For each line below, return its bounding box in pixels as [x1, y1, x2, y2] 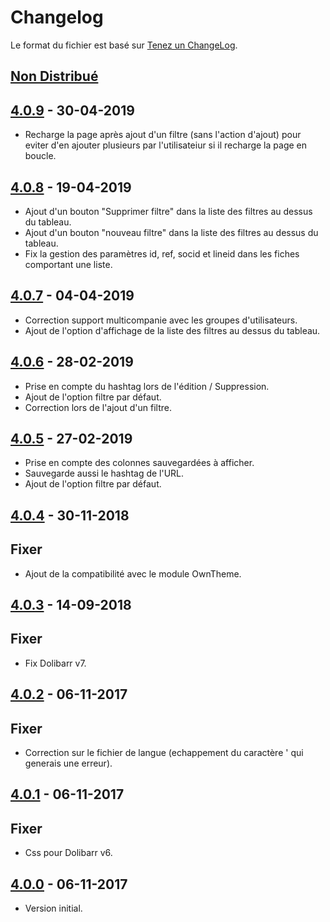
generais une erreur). [24, 757, 113, 769]
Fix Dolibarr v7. [24, 657, 87, 669]
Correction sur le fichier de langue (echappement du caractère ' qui [24, 747, 304, 758]
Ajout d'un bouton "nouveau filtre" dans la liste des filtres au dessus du [24, 226, 319, 238]
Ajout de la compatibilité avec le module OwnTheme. [24, 567, 242, 580]
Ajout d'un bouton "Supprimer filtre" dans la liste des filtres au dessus [24, 205, 313, 217]
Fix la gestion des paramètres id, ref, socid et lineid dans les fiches [24, 247, 300, 260]
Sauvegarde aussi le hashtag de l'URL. [24, 467, 185, 480]
